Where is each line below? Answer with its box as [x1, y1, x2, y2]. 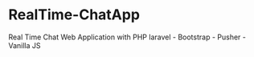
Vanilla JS [8, 40, 42, 50]
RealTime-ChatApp [8, 6, 141, 24]
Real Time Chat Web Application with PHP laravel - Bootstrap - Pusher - [8, 32, 247, 42]
